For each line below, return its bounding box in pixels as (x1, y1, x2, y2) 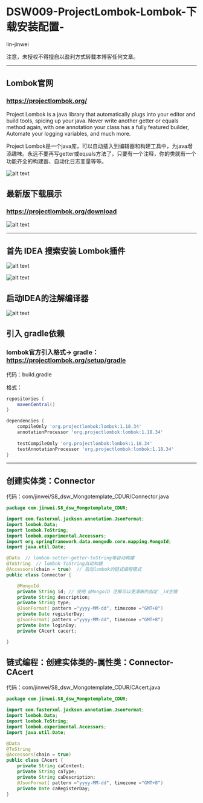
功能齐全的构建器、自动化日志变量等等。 (6, 158, 107, 165)
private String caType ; (17, 768, 77, 775)
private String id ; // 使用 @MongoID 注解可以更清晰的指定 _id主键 (17, 588, 178, 595)
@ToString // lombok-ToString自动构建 (6, 561, 103, 567)
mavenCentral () (17, 401, 56, 407)
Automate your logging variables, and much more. (6, 130, 131, 137)
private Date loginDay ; (17, 622, 77, 628)
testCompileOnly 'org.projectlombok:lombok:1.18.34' (17, 440, 153, 447)
